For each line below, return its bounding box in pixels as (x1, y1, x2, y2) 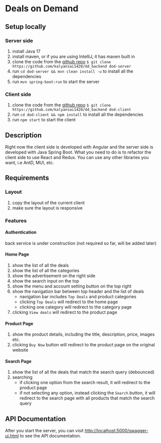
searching (12, 374, 33, 380)
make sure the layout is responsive (12, 205, 83, 211)
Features (5, 217, 27, 224)
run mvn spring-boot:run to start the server (12, 78, 100, 84)
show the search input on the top (12, 278, 80, 284)
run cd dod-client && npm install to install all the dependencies (12, 111, 144, 118)
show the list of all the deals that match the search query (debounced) (12, 369, 155, 375)
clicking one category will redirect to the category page (19, 304, 132, 310)
